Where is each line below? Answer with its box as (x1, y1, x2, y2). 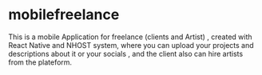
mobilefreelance (8, 6, 120, 24)
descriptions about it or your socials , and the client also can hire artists (8, 49, 244, 58)
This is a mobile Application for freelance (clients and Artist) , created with (8, 32, 253, 41)
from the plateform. (8, 57, 73, 67)
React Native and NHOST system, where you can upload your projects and (8, 40, 254, 49)
